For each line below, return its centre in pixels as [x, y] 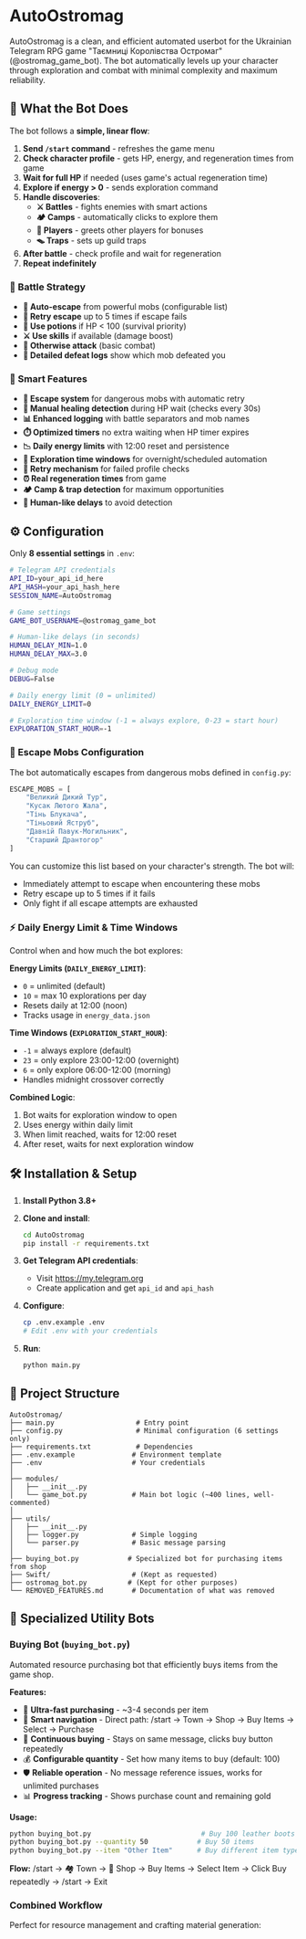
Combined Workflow [56, 1905]
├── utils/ [30, 1518]
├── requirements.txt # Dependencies [102, 1447]
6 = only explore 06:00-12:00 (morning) [97, 1070]
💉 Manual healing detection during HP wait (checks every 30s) [142, 408]
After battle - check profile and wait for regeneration [122, 253]
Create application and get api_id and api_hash [125, 1288]
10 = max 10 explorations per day [85, 996]
